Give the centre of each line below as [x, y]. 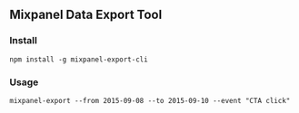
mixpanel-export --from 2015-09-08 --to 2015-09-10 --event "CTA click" [150, 100]
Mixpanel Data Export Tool [86, 15]
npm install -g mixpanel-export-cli [79, 59]
